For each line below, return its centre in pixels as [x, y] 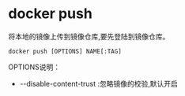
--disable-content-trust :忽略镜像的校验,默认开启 [98, 83]
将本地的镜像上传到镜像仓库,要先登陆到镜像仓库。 [89, 36]
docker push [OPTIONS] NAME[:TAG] [65, 51]
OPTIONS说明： [34, 67]
